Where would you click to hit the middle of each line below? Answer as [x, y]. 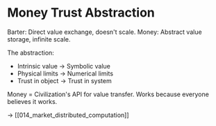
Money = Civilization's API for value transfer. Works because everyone [108, 94]
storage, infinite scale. [39, 39]
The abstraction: [31, 53]
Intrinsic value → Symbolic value [64, 66]
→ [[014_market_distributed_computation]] [68, 115]
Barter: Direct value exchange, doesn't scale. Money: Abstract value [105, 32]
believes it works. [32, 101]
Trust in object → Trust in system [65, 80]
